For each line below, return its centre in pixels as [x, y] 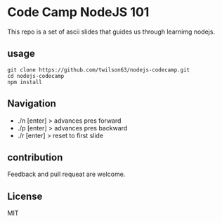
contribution [35, 157]
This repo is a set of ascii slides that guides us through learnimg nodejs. [111, 32]
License [25, 196]
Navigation [32, 103]
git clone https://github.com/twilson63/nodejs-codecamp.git [99, 70]
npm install [25, 82]
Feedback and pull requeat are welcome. [66, 174]
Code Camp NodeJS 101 [78, 12]
